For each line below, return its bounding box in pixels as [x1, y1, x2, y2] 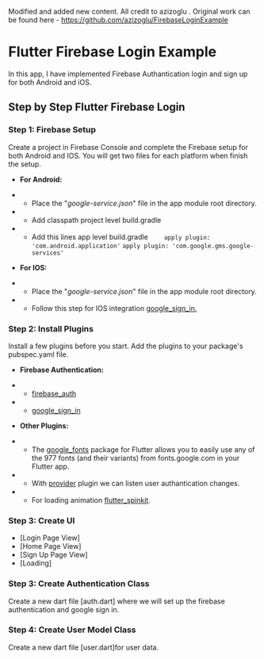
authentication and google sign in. [8, 604, 120, 614]
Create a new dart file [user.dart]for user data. [8, 642, 159, 652]
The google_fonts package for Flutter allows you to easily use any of [31, 444, 255, 454]
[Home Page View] [19, 542, 82, 551]
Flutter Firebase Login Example [8, 43, 216, 61]
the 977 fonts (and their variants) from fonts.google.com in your [31, 453, 240, 462]
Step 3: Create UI [8, 515, 75, 526]
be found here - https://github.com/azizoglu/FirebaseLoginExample [8, 15, 228, 25]
